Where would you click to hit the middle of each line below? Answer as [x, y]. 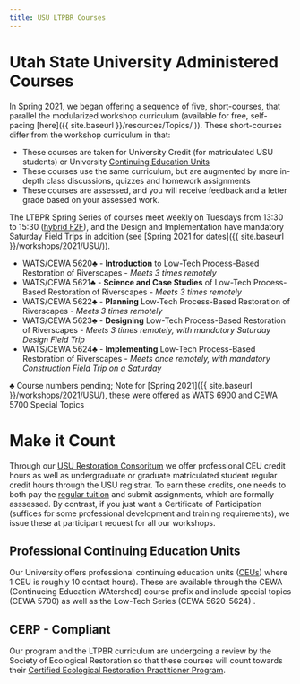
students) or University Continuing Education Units [116, 162]
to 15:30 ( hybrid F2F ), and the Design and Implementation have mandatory [147, 226]
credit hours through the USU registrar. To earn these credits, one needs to [148, 485]
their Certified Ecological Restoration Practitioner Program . [117, 671]
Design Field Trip [53, 339]
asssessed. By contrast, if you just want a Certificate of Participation [136, 504]
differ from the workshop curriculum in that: [90, 135]
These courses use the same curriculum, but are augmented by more [150, 171]
